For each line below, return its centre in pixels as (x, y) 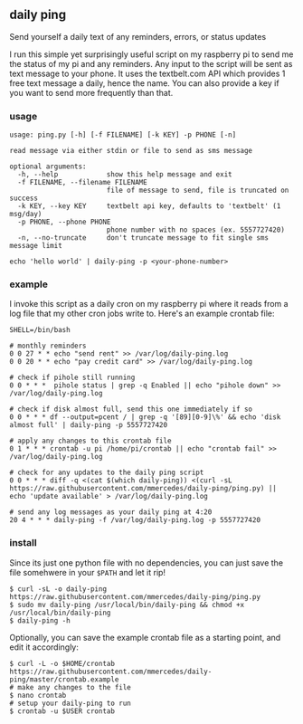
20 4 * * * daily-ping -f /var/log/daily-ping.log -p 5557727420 (135, 520)
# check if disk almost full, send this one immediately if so (131, 410)
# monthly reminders (48, 346)
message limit (36, 246)
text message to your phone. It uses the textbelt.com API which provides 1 (147, 73)
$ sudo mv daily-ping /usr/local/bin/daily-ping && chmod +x (127, 605)
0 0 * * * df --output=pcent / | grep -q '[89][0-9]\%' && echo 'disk (145, 417)
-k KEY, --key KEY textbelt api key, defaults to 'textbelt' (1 (149, 206)
